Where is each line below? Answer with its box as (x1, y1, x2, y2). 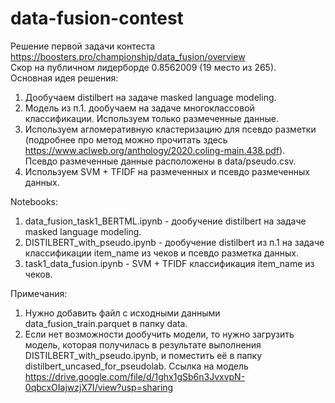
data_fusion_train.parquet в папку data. (24, 317, 188, 329)
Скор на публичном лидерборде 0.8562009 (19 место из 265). (10, 61, 277, 73)
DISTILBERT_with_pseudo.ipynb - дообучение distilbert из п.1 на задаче (24, 236, 325, 248)
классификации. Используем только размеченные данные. (24, 112, 280, 124)
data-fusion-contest (10, 7, 184, 30)
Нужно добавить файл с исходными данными (24, 307, 221, 319)
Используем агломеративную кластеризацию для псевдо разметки (24, 123, 317, 135)
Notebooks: (10, 195, 59, 207)
